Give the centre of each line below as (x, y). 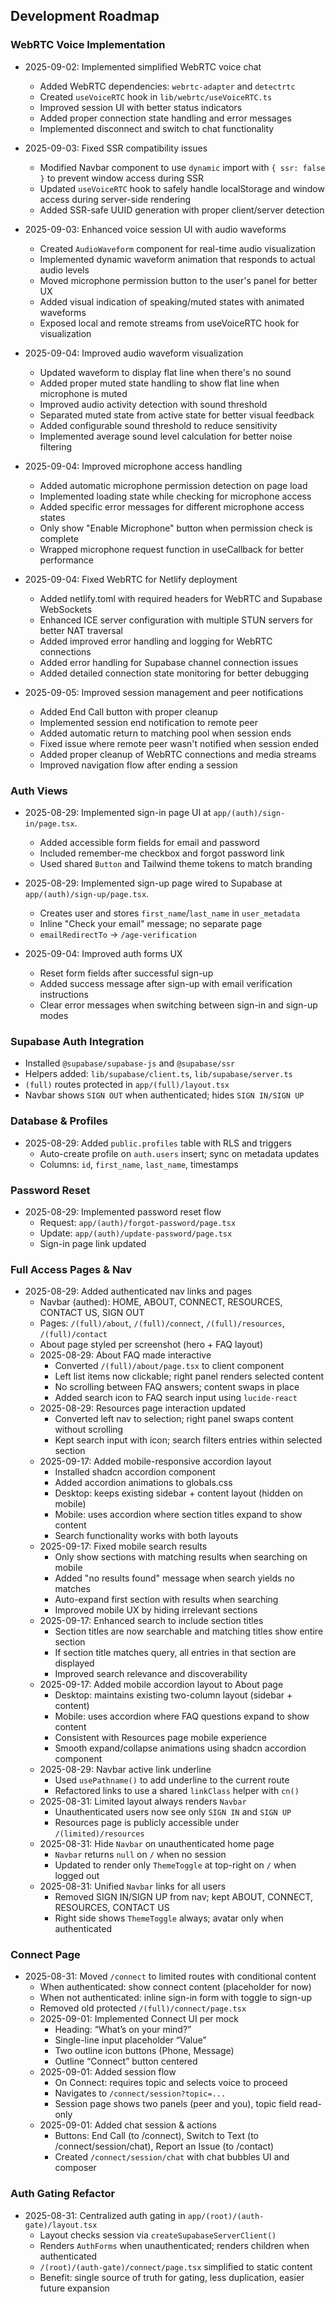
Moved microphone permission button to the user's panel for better (178, 280)
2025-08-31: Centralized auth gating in (105, 2215)
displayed (74, 1663)
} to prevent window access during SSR (121, 178)
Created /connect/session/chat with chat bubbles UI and (172, 2157)
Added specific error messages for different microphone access (172, 506)
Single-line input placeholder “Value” (130, 2040)
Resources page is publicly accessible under (147, 1823)
